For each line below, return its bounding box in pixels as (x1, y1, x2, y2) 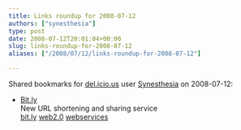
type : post (8, 27, 45, 35)
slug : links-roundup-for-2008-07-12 (8, 42, 132, 50)
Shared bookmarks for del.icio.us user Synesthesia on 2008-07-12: (8, 79, 234, 89)
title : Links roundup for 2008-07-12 (8, 11, 136, 20)
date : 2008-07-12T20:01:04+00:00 (8, 34, 122, 43)
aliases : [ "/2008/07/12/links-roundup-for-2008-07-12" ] (8, 50, 201, 58)
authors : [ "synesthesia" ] (8, 19, 96, 28)
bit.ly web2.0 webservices (19, 112, 109, 122)
